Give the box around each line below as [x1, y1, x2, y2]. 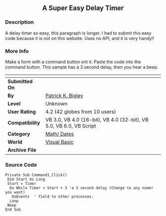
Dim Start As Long [7, 177, 45, 182]
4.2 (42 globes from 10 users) [45, 108, 116, 115]
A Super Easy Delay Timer [42, 4, 124, 12]
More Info [5, 47, 29, 54]
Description [5, 19, 34, 26]
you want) [5, 190, 26, 195]
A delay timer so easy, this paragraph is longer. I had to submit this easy [5, 30, 152, 36]
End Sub [5, 207, 21, 212]
